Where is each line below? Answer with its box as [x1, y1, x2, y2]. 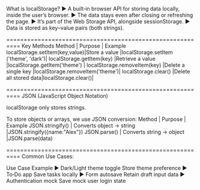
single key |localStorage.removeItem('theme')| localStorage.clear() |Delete [6, 68, 190, 75]
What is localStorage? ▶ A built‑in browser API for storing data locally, [6, 5, 180, 12]
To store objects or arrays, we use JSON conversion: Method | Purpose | [6, 115, 186, 123]
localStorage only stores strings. [6, 104, 86, 111]
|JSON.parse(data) [6, 135, 53, 142]
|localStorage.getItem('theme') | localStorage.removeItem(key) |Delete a [6, 61, 185, 69]
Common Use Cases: [21, 153, 74, 160]
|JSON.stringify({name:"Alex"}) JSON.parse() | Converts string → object [6, 129, 185, 135]
